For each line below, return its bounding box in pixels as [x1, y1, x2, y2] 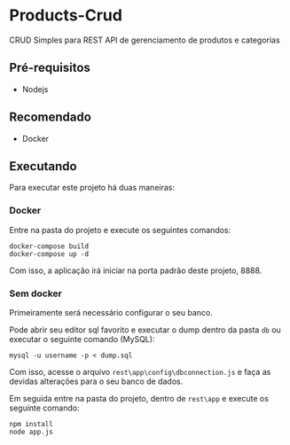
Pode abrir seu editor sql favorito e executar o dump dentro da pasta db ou [9, 324, 281, 335]
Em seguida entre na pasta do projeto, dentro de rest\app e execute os [9, 393, 269, 403]
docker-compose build [9, 241, 90, 251]
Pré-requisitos [9, 60, 91, 75]
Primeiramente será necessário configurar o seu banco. [9, 307, 213, 317]
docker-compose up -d [9, 249, 90, 258]
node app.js [9, 427, 53, 436]
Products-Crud [9, 5, 122, 26]
